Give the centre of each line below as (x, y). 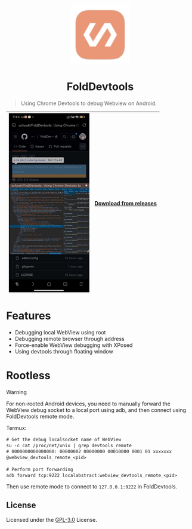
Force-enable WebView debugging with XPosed (74, 345)
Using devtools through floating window (64, 351)
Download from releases (126, 204)
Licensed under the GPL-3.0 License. (52, 519)
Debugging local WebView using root (60, 332)
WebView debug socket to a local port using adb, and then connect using (96, 410)
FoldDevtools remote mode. (40, 416)
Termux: (16, 427)
